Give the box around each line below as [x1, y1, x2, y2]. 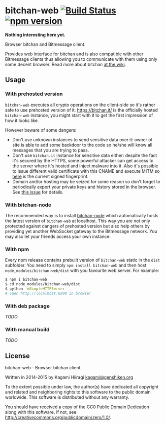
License [5, 351, 30, 360]
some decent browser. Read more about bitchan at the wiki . [5, 61, 126, 67]
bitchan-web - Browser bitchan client [5, 365, 81, 371]
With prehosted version [5, 90, 63, 97]
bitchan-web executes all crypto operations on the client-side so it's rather [5, 102, 156, 108]
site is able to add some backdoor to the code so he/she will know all [12, 142, 153, 148]
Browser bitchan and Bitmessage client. [5, 41, 86, 47]
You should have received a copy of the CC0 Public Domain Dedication [5, 404, 149, 410]
